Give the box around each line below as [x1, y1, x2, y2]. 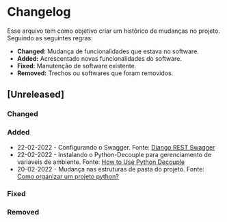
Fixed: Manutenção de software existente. [16, 61, 137, 70]
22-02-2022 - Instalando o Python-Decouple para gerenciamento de [16, 150, 212, 158]
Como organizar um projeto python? [16, 172, 120, 180]
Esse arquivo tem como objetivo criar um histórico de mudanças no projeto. [7, 27, 221, 35]
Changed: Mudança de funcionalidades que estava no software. [16, 47, 200, 55]
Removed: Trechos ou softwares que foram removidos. [16, 69, 174, 77]
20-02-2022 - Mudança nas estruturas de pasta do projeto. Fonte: [16, 165, 205, 173]
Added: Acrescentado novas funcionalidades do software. [16, 54, 183, 62]
